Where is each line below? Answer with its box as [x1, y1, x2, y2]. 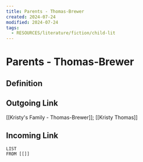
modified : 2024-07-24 [6, 19, 59, 25]
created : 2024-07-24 [6, 14, 56, 20]
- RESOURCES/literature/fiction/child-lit [11, 30, 116, 36]
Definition [6, 78, 42, 88]
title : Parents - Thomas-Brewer [6, 8, 84, 15]
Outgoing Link [6, 98, 58, 108]
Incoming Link [6, 131, 59, 140]
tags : [6, 24, 19, 31]
